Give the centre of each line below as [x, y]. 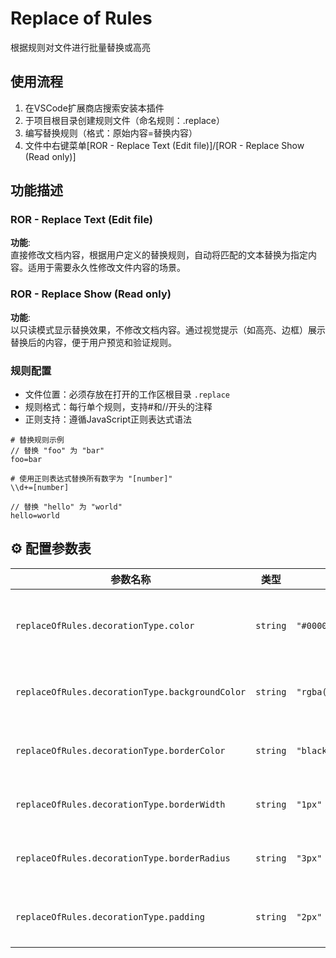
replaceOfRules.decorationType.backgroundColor [131, 691]
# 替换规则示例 [37, 440]
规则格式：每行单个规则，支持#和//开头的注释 [118, 407]
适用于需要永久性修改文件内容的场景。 [106, 268]
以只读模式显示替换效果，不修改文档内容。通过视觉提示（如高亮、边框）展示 [168, 329]
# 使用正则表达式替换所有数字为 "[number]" [91, 479]
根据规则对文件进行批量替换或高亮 [80, 47]
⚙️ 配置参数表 [51, 548]
